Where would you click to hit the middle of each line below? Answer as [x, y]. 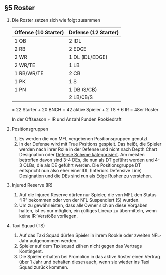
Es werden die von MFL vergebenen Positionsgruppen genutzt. [84, 138]
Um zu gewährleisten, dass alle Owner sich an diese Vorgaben [83, 205]
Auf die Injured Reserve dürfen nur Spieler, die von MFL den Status [88, 195]
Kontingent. [31, 251]
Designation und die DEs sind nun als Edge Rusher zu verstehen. [85, 176]
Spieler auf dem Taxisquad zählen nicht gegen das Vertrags [81, 246]
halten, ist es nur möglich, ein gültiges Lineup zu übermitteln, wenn [88, 210]
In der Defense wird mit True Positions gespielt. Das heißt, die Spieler [90, 144]
